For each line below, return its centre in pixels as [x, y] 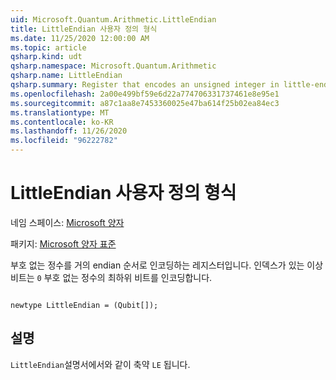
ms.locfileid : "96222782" [64, 141]
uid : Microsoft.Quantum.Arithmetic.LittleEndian [113, 19]
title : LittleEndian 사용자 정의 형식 [84, 29]
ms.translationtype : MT [60, 112]
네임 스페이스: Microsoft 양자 [67, 222]
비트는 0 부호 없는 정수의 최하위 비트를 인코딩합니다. [111, 277]
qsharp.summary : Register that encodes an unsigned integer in [145, 85]
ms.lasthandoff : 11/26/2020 [69, 131]
